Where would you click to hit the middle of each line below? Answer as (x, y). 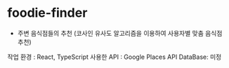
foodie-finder (47, 13)
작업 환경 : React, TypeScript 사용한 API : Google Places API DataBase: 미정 (115, 57)
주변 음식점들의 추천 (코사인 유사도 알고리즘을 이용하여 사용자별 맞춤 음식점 (120, 33)
